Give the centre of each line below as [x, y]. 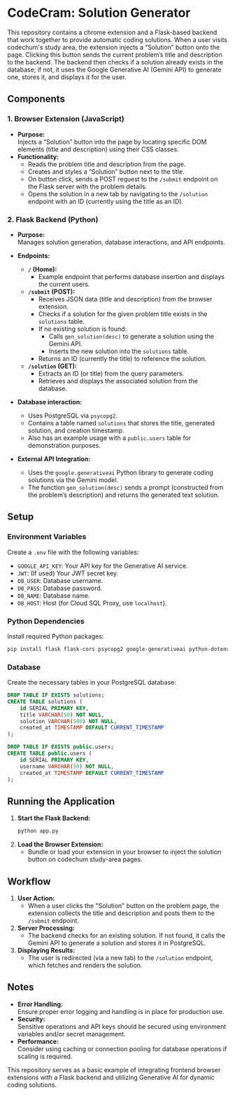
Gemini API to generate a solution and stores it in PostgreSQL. [117, 943]
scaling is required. [45, 1056]
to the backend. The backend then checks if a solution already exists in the [115, 62]
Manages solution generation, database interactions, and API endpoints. [121, 242]
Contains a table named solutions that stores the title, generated [121, 423]
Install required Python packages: [56, 636]
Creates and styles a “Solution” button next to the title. [106, 171]
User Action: [36, 898]
